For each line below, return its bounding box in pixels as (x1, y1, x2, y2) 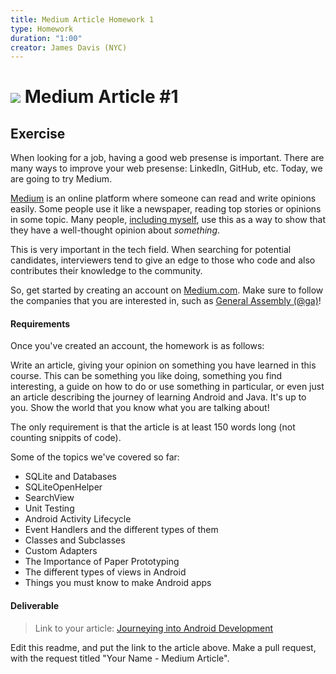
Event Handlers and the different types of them (24, 524, 219, 536)
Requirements (10, 317, 71, 330)
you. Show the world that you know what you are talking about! (10, 402, 270, 414)
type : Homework (10, 24, 74, 34)
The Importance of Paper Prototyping (24, 556, 180, 568)
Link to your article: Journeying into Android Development (34, 622, 274, 634)
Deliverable (10, 600, 60, 612)
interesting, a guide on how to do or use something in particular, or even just (10, 381, 325, 393)
